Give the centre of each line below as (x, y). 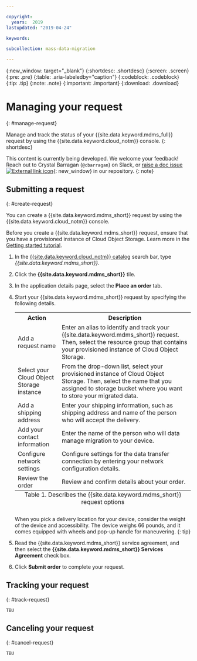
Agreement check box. (43, 555)
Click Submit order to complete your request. (69, 567)
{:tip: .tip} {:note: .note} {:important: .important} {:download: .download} (93, 84)
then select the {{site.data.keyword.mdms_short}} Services (89, 549)
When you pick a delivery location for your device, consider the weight (100, 519)
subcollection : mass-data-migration (51, 49)
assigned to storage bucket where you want (122, 388)
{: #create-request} (30, 203)
